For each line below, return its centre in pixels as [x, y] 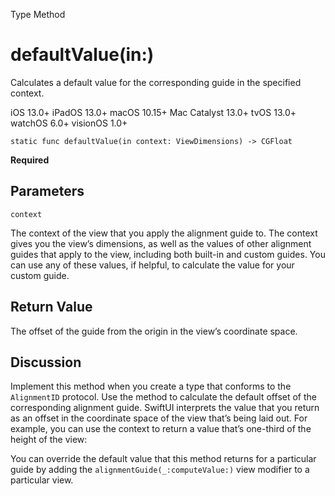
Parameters [47, 191]
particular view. [42, 480]
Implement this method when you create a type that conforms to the [151, 386]
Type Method [38, 14]
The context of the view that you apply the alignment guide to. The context [164, 233]
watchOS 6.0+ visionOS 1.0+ [69, 123]
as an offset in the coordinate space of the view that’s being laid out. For [159, 418]
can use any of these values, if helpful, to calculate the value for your [152, 265]
